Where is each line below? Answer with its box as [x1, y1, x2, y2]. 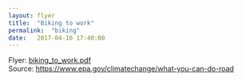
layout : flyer [8, 11, 56, 20]
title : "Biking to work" [8, 19, 94, 27]
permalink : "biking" [8, 26, 81, 34]
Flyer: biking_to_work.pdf [8, 56, 92, 65]
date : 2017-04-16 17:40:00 [8, 33, 105, 42]
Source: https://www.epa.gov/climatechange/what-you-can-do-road [8, 64, 234, 74]
